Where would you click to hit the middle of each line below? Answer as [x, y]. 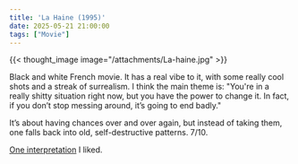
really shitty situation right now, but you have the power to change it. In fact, [149, 96]
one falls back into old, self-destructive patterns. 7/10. [109, 133]
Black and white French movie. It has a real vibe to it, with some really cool [147, 77]
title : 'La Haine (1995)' [57, 17]
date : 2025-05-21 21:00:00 [60, 26]
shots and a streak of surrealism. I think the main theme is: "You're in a [140, 87]
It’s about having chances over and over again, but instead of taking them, [146, 123]
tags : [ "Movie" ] [39, 34]
